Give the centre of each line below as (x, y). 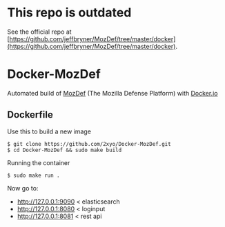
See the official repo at (39, 32)
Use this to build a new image (49, 131)
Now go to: (23, 188)
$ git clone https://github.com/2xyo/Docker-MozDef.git (89, 144)
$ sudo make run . (33, 175)
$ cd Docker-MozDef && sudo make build (65, 150)
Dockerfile (30, 115)
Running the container (39, 162)
